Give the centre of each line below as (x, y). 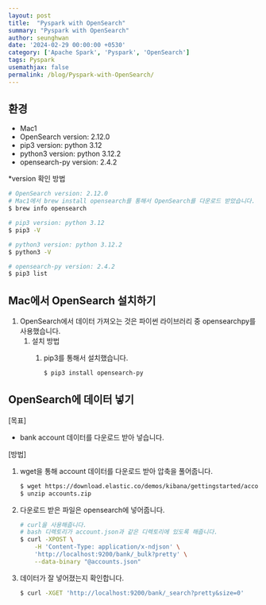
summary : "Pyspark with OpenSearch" (69, 30)
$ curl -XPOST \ (46, 540)
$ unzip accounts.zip (55, 494)
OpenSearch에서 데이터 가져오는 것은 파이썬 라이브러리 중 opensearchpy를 (138, 321)
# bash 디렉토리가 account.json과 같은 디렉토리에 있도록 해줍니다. (119, 532)
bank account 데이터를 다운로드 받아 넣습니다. (92, 437)
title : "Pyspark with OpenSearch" (67, 23)
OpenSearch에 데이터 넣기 (71, 399)
